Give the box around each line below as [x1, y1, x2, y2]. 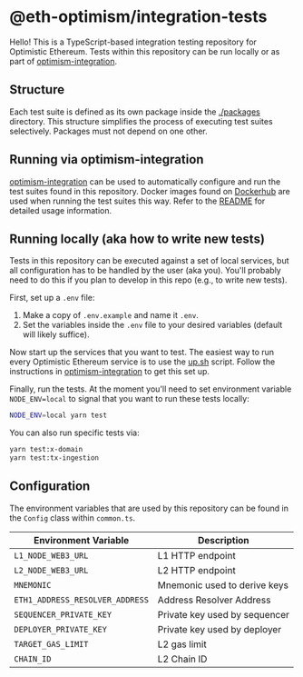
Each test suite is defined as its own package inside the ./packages [9, 106, 260, 117]
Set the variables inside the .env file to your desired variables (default [22, 320, 283, 331]
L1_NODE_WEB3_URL [14, 550, 89, 561]
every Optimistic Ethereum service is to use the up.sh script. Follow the [9, 356, 276, 367]
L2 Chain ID [157, 652, 208, 665]
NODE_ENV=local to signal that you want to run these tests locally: [9, 393, 249, 404]
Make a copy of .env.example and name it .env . [22, 310, 200, 321]
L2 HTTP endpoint [157, 563, 236, 576]
